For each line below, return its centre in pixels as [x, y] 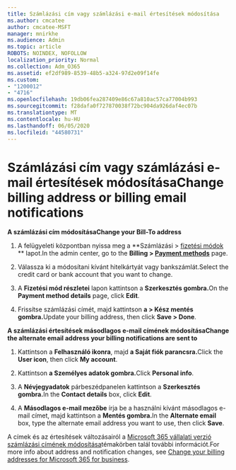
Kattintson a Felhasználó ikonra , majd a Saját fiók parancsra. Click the [120, 352]
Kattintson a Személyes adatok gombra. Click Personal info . [106, 373]
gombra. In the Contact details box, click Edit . [84, 394]
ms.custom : [23, 80]
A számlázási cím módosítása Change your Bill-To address [94, 232]
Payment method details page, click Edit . [78, 296]
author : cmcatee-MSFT [39, 27]
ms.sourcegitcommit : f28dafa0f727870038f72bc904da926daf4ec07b [102, 106]
